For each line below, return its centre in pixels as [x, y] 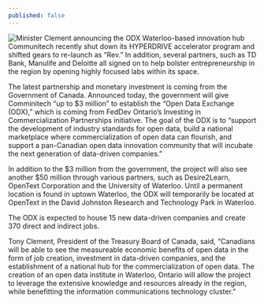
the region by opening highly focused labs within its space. [104, 71]
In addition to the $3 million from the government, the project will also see [128, 169]
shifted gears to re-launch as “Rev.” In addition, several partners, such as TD [132, 54]
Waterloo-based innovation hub [193, 38]
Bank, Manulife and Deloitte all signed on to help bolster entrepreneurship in [132, 63]
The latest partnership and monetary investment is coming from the [118, 87]
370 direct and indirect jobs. [54, 226]
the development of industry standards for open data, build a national [121, 128]
